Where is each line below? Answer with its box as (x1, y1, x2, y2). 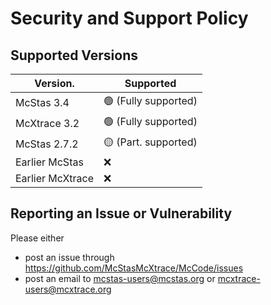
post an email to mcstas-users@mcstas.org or (24, 272, 216, 284)
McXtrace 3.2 (15, 116, 80, 130)
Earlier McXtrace (15, 172, 95, 185)
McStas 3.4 (15, 95, 70, 109)
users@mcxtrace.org (24, 283, 112, 295)
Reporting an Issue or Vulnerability (10, 205, 233, 222)
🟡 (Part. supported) (103, 135, 198, 149)
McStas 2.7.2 (15, 137, 79, 151)
